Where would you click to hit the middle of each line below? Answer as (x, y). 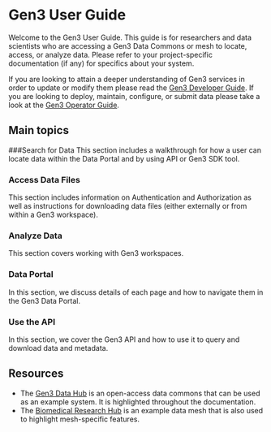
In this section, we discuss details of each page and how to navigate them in (136, 292)
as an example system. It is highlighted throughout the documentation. (138, 402)
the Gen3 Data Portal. (45, 300)
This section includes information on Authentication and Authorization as (130, 197)
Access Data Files (45, 179)
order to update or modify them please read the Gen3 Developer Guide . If (131, 88)
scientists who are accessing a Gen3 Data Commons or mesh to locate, (128, 45)
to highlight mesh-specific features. (80, 419)
